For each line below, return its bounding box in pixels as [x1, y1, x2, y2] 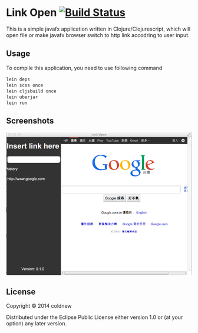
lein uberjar [6, 94, 38, 100]
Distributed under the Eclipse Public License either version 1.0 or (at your [6, 314, 183, 321]
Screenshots [6, 116, 54, 126]
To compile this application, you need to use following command [6, 64, 163, 71]
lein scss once [6, 82, 44, 88]
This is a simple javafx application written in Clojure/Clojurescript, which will [6, 25, 190, 32]
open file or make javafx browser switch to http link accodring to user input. [6, 31, 190, 38]
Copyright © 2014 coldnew [6, 302, 72, 309]
